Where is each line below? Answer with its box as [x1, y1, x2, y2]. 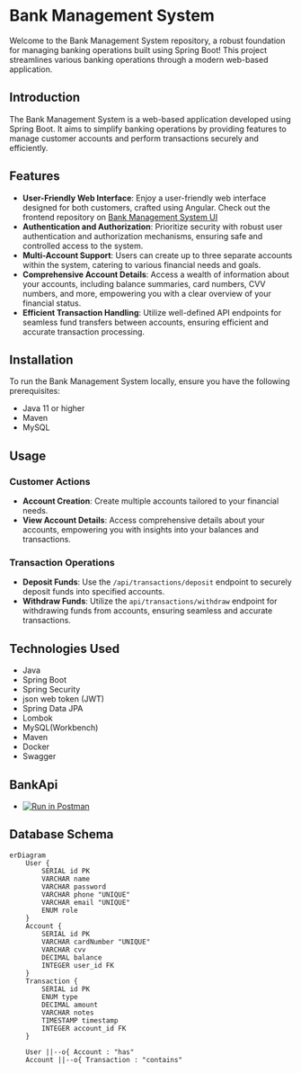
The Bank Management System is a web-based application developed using [9, 113, 292, 124]
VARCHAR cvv [41, 945, 87, 954]
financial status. [22, 298, 82, 308]
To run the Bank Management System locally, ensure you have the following [9, 376, 290, 387]
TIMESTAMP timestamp [41, 1015, 119, 1025]
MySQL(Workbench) [22, 722, 99, 733]
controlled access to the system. [22, 240, 144, 251]
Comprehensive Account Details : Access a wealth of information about [22, 269, 289, 280]
